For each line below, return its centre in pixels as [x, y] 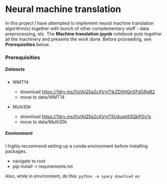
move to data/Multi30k [44, 122]
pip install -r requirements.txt [43, 166]
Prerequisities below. [28, 44]
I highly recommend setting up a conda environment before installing [77, 146]
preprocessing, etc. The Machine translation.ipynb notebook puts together [84, 34]
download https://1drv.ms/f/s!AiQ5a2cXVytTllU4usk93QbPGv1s [86, 116]
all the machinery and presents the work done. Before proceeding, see [78, 39]
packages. [16, 151]
